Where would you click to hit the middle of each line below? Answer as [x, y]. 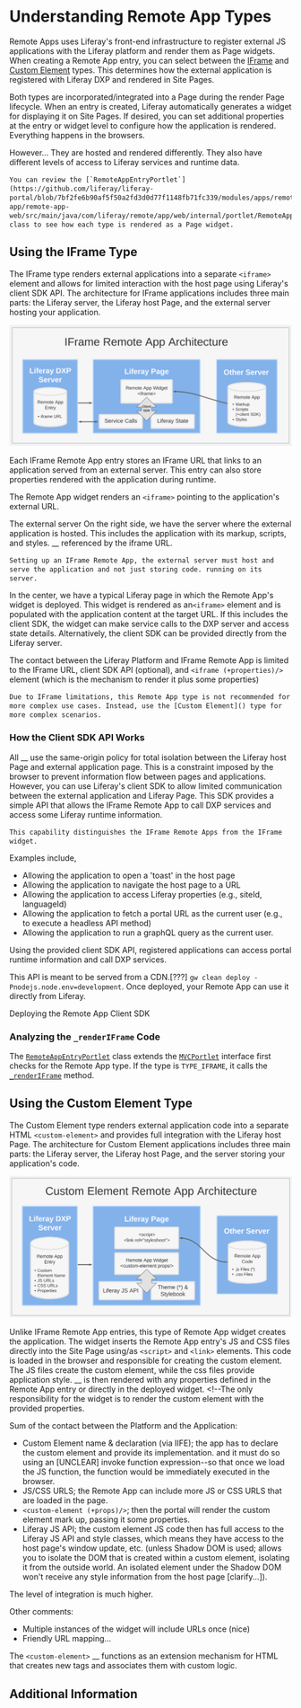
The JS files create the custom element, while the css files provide [132, 1370]
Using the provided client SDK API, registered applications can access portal [150, 950]
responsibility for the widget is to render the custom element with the [137, 1399]
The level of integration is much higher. [82, 1594]
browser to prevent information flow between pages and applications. [138, 776]
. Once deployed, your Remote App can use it [205, 987]
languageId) [44, 904]
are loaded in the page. [65, 1500]
